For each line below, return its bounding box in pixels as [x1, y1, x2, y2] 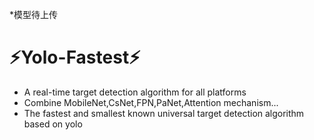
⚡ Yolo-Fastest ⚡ [9, 46, 141, 69]
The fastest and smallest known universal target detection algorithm [23, 107, 305, 119]
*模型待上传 [9, 9, 59, 20]
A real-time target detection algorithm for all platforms [23, 86, 247, 98]
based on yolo [23, 118, 83, 130]
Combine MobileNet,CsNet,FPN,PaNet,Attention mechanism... [23, 96, 279, 108]
